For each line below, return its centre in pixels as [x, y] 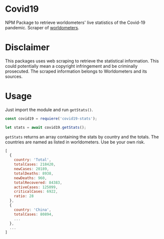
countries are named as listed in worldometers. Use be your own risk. [75, 142]
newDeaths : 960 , [31, 178]
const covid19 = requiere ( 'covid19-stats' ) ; [51, 119]
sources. [14, 76]
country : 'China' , [33, 210]
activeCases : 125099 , [36, 187]
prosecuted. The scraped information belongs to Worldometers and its [76, 71]
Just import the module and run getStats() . [49, 110]
